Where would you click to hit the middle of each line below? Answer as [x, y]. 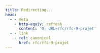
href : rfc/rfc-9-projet [44, 43]
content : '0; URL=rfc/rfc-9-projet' [57, 29]
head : [11, 15]
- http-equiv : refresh [38, 24]
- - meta [19, 19]
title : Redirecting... [29, 10]
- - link [19, 33]
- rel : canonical [33, 38]
